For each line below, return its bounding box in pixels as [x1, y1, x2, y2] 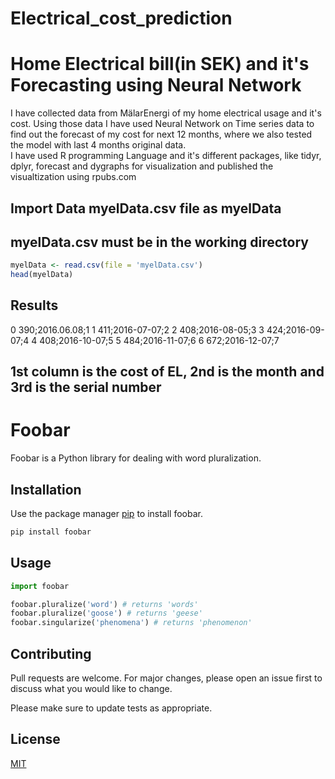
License [10, 731, 61, 748]
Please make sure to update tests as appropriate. [10, 702, 213, 714]
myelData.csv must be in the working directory [10, 233, 309, 251]
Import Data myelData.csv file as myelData [10, 200, 282, 217]
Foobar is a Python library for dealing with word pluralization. [10, 452, 262, 464]
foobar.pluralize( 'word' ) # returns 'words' [10, 599, 199, 609]
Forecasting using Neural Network [10, 74, 302, 97]
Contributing [10, 645, 92, 662]
